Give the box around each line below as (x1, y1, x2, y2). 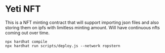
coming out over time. (5, 30, 50, 35)
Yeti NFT (5, 3, 41, 15)
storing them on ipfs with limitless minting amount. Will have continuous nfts (5, 24, 160, 30)
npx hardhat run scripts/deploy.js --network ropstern (5, 43, 121, 48)
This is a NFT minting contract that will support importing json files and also (5, 19, 159, 25)
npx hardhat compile (5, 39, 48, 44)
